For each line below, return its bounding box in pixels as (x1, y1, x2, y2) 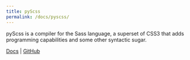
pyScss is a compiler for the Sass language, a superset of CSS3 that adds (6, 30, 185, 37)
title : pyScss (6, 8, 41, 15)
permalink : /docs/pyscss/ (6, 14, 69, 20)
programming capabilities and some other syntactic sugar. (6, 36, 147, 43)
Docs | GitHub (6, 47, 40, 54)
